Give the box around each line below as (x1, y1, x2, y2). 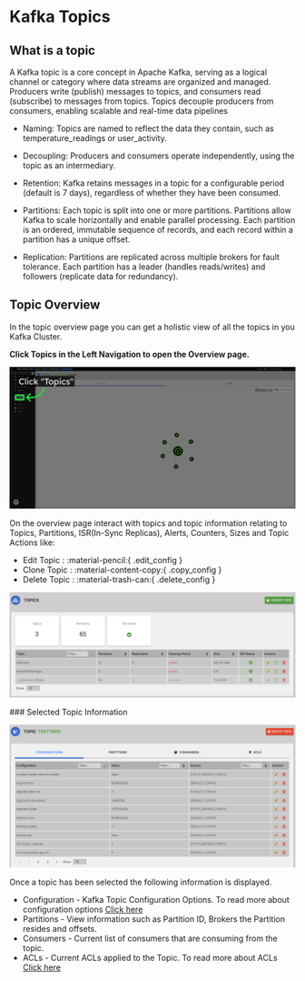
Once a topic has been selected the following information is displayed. (9, 876, 272, 888)
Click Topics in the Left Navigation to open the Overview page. (9, 349, 250, 359)
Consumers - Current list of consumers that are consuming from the (22, 933, 279, 944)
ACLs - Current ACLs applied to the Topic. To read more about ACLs (22, 953, 279, 964)
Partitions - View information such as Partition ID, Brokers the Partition (22, 914, 286, 925)
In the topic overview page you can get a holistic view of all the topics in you (9, 321, 295, 332)
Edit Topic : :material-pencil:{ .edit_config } (22, 554, 183, 565)
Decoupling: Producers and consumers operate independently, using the (22, 150, 295, 161)
